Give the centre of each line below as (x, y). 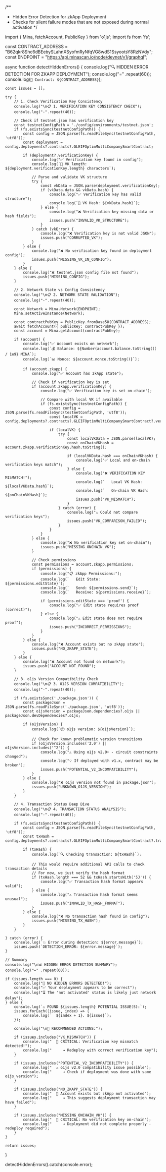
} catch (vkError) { (53, 229)
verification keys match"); (34, 465)
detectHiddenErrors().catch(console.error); (49, 1164)
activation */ (25, 27)
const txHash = (39, 836)
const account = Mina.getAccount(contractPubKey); (67, 331)
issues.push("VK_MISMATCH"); (106, 499)
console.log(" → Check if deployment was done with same (87, 1072)
